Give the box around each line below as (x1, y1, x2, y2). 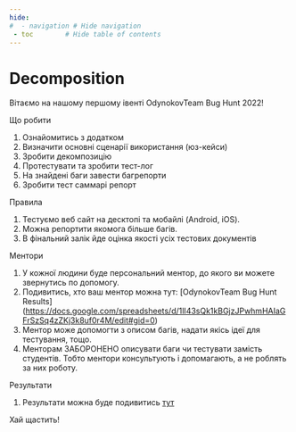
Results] (21, 296, 53, 307)
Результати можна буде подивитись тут (21, 397, 175, 408)
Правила (9, 197, 43, 208)
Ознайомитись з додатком (21, 132, 125, 143)
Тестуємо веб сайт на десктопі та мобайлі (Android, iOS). (21, 214, 241, 225)
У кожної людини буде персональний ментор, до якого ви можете (21, 268, 275, 278)
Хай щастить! (9, 414, 61, 425)
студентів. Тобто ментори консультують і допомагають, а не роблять (21, 353, 287, 364)
